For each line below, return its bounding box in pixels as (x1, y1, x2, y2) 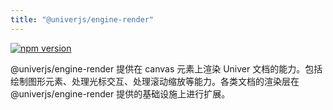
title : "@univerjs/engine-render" (10, 14, 155, 25)
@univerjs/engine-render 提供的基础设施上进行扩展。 (10, 87, 231, 100)
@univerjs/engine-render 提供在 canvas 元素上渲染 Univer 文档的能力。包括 (10, 62, 323, 75)
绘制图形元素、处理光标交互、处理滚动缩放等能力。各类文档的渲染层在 (10, 75, 300, 87)
